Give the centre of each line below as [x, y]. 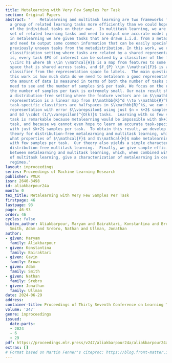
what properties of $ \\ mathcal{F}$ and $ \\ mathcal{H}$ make [75, 139]
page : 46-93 [18, 210]
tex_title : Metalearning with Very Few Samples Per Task [67, 195]
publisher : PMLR [23, 176]
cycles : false [20, 219]
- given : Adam [20, 267]
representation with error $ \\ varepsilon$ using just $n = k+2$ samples [89, 110]
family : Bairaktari [31, 253]
